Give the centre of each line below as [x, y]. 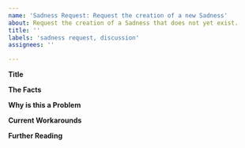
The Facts [25, 90]
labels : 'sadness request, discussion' [74, 38]
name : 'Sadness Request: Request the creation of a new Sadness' [118, 15]
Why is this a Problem [45, 105]
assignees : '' [32, 45]
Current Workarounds [45, 120]
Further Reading [36, 136]
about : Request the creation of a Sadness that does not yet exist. [123, 23]
